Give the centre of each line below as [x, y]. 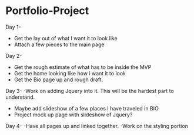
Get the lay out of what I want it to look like [66, 38]
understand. [20, 97]
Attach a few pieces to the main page [59, 44]
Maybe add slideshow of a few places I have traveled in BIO [86, 108]
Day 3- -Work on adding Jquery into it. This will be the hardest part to [90, 91]
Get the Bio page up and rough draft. [58, 79]
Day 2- [14, 56]
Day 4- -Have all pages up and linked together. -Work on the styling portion [97, 126]
